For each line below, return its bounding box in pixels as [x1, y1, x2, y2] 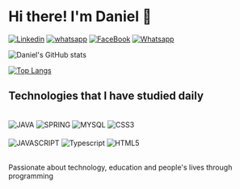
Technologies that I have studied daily [8, 89, 204, 103]
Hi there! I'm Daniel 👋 [8, 7, 152, 26]
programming [8, 171, 54, 181]
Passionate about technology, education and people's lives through [8, 162, 233, 173]
